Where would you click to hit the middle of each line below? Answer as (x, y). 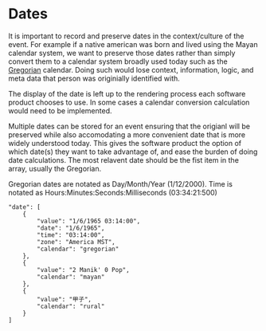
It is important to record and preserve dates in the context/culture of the (126, 36)
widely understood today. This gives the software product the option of (125, 143)
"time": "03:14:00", (71, 235)
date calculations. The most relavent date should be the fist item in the (123, 160)
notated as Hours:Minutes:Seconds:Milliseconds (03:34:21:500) (113, 192)
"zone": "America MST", (76, 242)
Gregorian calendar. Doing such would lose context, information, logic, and (131, 69)
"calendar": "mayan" (71, 277)
